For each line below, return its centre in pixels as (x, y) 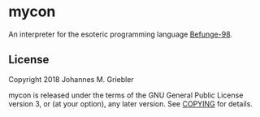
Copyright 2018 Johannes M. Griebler (71, 79)
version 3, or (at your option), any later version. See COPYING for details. (131, 103)
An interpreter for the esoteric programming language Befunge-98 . (121, 34)
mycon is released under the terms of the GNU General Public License (126, 95)
